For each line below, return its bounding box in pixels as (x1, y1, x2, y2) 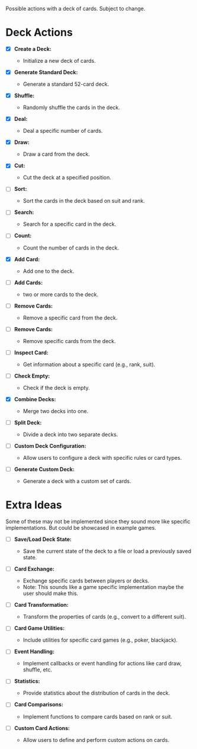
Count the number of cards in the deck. (22, 244, 120, 251)
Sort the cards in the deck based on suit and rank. (22, 197, 146, 204)
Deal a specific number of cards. (22, 127, 103, 135)
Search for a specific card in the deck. (22, 220, 117, 228)
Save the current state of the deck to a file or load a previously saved (22, 548, 192, 555)
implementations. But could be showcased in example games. (5, 524, 156, 532)
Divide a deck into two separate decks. (22, 431, 118, 438)
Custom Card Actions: (14, 724, 70, 731)
